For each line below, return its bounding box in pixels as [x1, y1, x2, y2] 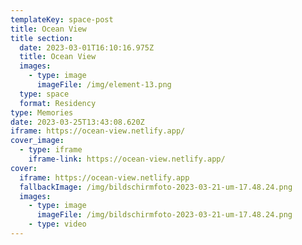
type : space [19, 89, 70, 99]
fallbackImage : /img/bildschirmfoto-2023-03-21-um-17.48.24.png [19, 182, 293, 192]
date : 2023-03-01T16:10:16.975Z [19, 42, 155, 53]
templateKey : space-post [10, 14, 114, 25]
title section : [10, 33, 74, 43]
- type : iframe [19, 145, 83, 155]
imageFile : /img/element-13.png [36, 80, 172, 90]
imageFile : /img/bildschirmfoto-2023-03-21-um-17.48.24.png [36, 210, 293, 220]
